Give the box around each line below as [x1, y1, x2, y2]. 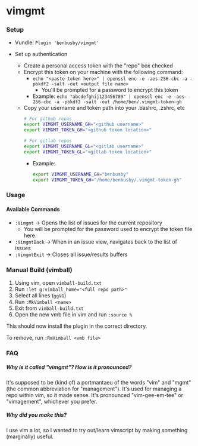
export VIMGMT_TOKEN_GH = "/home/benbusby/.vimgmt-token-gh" [32, 177, 183, 183]
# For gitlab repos [23, 138, 73, 144]
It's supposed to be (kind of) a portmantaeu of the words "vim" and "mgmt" [6, 379, 191, 386]
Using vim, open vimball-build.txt [14, 279, 102, 286]
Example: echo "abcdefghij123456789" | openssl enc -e [32, 93, 171, 100]
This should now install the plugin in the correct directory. [6, 322, 147, 330]
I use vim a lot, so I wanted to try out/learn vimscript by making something [6, 426, 188, 433]
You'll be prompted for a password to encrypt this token [41, 87, 178, 94]
